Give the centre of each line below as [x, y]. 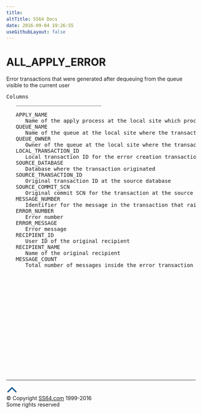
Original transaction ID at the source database [98, 181]
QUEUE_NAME [32, 127]
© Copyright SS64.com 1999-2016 [49, 398]
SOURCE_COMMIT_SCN [43, 187]
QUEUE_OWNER [33, 139]
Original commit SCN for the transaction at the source [109, 193]
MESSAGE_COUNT [36, 259]
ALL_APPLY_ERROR [56, 62]
